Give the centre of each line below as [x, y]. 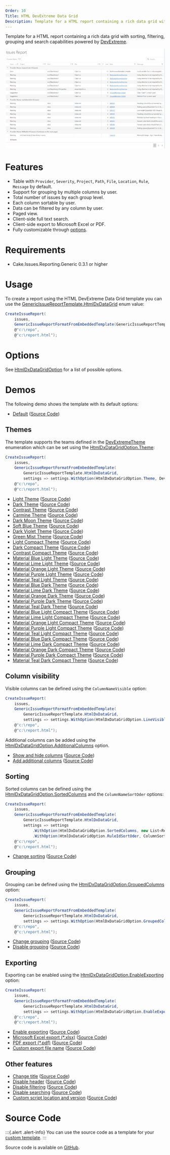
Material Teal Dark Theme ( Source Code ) [55, 606]
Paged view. [25, 213]
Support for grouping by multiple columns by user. [65, 192]
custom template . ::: [26, 1138]
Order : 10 [16, 11]
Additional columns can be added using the [51, 740]
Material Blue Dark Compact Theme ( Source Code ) [66, 639]
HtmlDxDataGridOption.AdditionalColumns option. [57, 745]
